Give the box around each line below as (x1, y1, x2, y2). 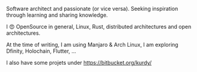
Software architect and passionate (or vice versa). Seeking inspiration (6, 5, 178, 12)
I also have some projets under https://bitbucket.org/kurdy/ (6, 59, 152, 66)
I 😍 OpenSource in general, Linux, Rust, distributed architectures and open (6, 23, 192, 30)
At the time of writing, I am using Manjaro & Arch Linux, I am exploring (6, 41, 178, 48)
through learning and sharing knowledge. (6, 11, 108, 19)
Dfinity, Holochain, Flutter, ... (6, 47, 77, 55)
